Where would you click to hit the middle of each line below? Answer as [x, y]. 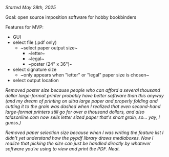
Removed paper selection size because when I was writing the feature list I [84, 133]
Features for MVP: [24, 27]
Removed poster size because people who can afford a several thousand [83, 90]
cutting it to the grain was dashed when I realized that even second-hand [83, 106]
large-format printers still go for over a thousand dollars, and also [75, 112]
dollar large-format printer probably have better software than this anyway [84, 96]
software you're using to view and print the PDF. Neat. [63, 149]
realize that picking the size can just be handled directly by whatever [78, 143]
